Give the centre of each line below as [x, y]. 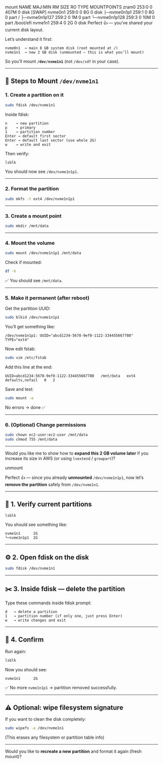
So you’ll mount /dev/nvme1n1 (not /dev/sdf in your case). [62, 61]
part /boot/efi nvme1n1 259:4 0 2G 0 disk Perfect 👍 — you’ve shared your [79, 23]
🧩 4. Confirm [24, 640]
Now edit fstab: [20, 349]
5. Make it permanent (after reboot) [47, 298]
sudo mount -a [19, 398]
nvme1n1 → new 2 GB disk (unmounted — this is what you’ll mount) [75, 52]
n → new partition [27, 123]
